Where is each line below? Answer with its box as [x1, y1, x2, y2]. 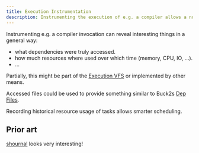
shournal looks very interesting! [6, 140, 84, 148]
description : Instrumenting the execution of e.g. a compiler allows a [6, 14, 187, 20]
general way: [6, 37, 38, 44]
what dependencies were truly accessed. [14, 48, 115, 55]
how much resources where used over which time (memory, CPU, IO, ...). [14, 54, 193, 61]
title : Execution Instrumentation [6, 8, 92, 15]
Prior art [6, 125, 37, 135]
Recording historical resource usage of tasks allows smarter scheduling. [6, 108, 182, 115]
